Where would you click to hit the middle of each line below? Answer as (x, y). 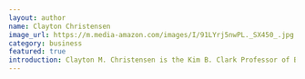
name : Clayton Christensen (60, 26)
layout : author (37, 18)
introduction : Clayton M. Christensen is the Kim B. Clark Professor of (149, 60)
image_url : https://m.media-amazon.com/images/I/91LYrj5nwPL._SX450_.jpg (152, 35)
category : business (46, 43)
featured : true (37, 52)
